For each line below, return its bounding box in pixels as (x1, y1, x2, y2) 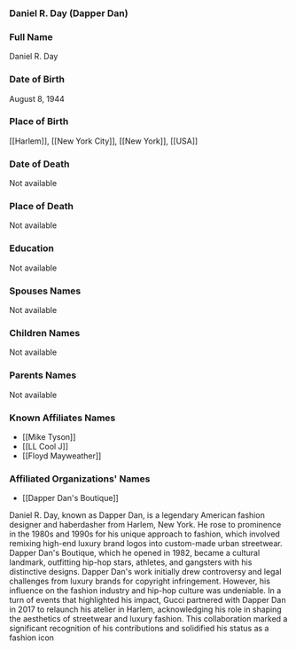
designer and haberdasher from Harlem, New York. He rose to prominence (9, 520, 282, 530)
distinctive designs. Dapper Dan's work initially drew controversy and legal (9, 567, 282, 577)
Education (9, 242, 55, 255)
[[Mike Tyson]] (21, 431, 76, 442)
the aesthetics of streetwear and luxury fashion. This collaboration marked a (9, 614, 288, 624)
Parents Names (9, 369, 77, 381)
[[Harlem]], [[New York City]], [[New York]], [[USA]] (9, 136, 199, 146)
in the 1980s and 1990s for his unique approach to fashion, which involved (9, 529, 281, 539)
